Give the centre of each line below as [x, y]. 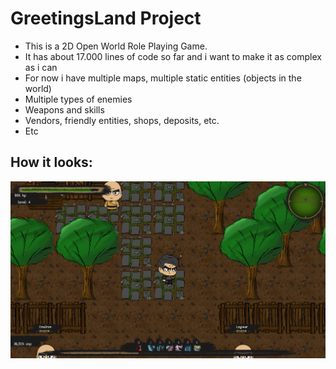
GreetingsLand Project [106, 18]
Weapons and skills [64, 109]
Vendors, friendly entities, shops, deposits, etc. [122, 120]
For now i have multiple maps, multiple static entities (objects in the [163, 78]
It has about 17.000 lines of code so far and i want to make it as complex [173, 56]
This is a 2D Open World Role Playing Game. [116, 46]
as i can [41, 67]
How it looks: [51, 162]
